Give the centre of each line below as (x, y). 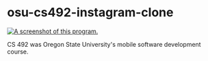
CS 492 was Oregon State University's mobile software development (104, 44)
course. (18, 52)
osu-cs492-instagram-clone (90, 13)
